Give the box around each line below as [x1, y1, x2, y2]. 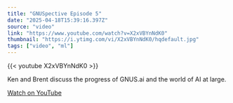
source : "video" [7, 23, 55, 30]
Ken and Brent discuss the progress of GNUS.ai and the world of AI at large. [7, 75, 227, 84]
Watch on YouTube [7, 88, 62, 97]
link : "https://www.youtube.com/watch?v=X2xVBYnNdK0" [7, 29, 168, 37]
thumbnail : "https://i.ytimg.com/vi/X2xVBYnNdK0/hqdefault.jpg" [7, 36, 199, 43]
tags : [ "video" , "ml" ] [7, 42, 74, 49]
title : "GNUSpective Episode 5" [7, 10, 102, 17]
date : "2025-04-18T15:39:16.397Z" [7, 17, 109, 24]
